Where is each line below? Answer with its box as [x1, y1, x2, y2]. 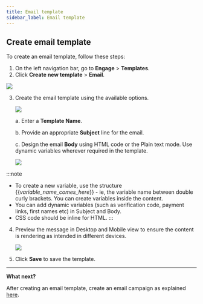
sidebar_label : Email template [6, 15, 85, 21]
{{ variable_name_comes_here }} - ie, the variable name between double [14, 188, 193, 196]
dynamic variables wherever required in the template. [14, 147, 148, 154]
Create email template [6, 37, 91, 47]
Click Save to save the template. [14, 256, 95, 263]
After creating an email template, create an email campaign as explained [6, 285, 186, 292]
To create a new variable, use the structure [14, 182, 122, 190]
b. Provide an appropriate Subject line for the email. [14, 129, 144, 136]
